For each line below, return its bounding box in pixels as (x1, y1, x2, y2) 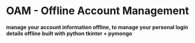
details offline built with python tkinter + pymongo (6, 29, 132, 37)
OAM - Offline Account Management (6, 4, 189, 18)
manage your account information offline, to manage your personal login (6, 24, 188, 31)
